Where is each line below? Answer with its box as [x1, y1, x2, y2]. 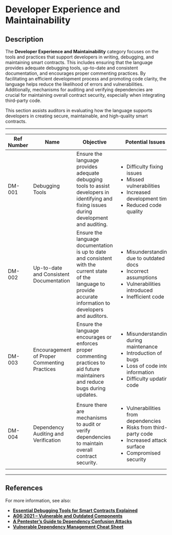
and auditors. [76, 313, 109, 319]
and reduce [76, 378, 104, 385]
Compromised [126, 449, 161, 457]
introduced [126, 287, 153, 294]
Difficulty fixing [126, 163, 163, 170]
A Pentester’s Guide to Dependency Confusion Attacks [12, 518, 132, 524]
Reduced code [126, 201, 162, 209]
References [5, 484, 43, 492]
